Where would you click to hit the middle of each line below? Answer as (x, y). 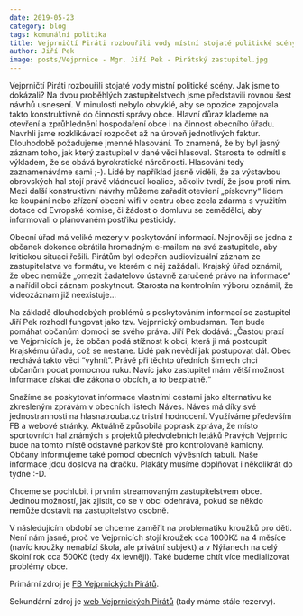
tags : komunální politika (58, 34)
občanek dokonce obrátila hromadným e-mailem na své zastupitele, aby (143, 247)
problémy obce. (39, 566)
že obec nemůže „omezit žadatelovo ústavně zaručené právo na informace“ (150, 275)
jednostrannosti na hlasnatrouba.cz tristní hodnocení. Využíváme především (151, 416)
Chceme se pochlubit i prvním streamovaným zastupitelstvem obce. (136, 491)
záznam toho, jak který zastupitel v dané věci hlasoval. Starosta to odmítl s (148, 153)
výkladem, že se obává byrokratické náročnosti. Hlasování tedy (127, 162)
